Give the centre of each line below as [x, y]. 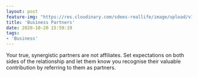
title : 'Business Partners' [41, 22]
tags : [13, 33]
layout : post [22, 11]
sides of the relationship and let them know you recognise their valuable [93, 61]
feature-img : [22, 17]
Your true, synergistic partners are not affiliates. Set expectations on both [95, 55]
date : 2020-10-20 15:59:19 [39, 28]
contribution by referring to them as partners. [61, 67]
